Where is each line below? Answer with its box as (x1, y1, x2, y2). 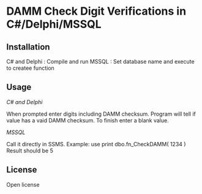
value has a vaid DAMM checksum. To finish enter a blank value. (6, 116, 170, 124)
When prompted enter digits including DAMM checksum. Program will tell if (6, 110, 196, 118)
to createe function (6, 64, 55, 72)
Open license (6, 181, 40, 188)
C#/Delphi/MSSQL (6, 17, 102, 31)
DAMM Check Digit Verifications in (6, 4, 187, 18)
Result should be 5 (6, 147, 53, 154)
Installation (6, 42, 50, 52)
